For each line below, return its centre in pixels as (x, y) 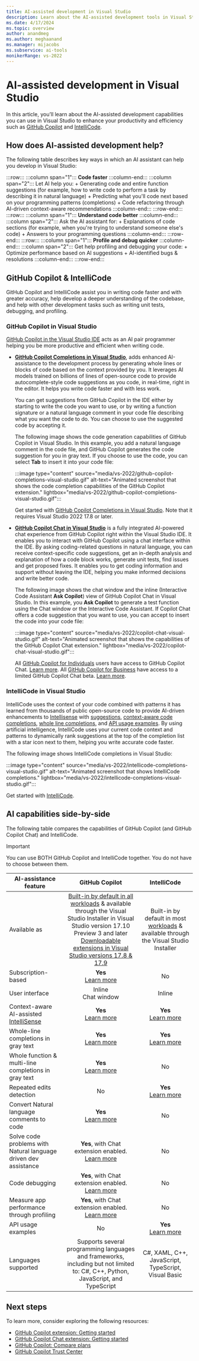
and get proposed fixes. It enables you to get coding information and (98, 566)
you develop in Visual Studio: (41, 166)
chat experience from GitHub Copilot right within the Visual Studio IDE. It (103, 534)
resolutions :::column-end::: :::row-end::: (55, 259)
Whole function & (33, 1055)
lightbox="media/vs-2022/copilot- (145, 646)
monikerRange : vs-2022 (34, 56)
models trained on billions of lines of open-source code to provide (95, 376)
